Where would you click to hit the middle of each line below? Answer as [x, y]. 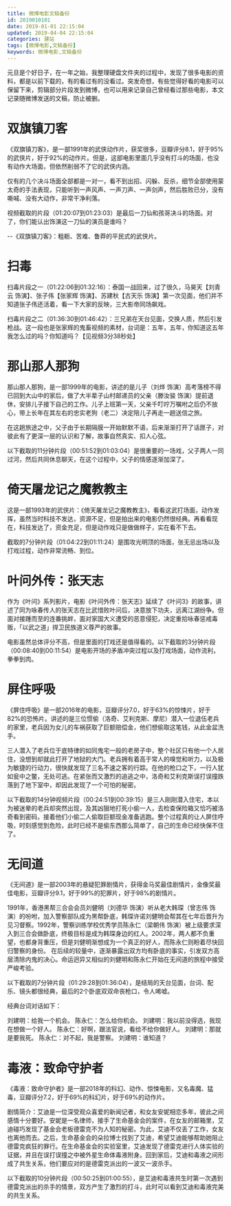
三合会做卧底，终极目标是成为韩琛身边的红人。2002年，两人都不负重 [117, 934]
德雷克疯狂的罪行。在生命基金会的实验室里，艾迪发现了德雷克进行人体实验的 [115, 1146]
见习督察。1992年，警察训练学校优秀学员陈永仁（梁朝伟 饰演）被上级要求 [111, 925]
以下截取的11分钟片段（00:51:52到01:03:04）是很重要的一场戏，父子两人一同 [115, 450]
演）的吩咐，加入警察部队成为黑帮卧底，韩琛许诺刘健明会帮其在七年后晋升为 [115, 917]
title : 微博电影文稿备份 [38, 13]
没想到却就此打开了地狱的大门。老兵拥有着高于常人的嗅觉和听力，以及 [118, 759]
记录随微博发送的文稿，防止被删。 [55, 98]
